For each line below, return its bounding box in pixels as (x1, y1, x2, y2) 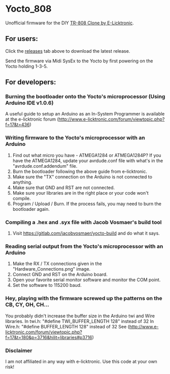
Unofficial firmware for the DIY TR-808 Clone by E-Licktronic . (5, 20, 134, 26)
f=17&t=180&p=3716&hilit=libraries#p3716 (5, 334, 92, 340)
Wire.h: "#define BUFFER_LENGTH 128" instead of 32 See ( (5, 323, 129, 329)
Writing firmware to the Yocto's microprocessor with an (5, 134, 146, 141)
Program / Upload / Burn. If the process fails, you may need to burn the (12, 201, 161, 207)
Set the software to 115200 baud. (12, 282, 82, 288)
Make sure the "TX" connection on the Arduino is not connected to (12, 173, 152, 180)
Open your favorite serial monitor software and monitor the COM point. (12, 277, 161, 283)
